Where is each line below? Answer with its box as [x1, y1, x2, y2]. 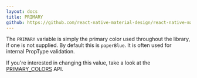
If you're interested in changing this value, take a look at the [6, 59, 151, 66]
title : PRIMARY [6, 14, 43, 20]
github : [6, 19, 25, 25]
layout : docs [6, 8, 38, 15]
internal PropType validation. [6, 48, 75, 55]
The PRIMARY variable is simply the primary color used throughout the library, [6, 36, 191, 43]
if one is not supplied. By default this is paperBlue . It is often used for [6, 42, 172, 49]
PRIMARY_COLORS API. [6, 66, 63, 73]
